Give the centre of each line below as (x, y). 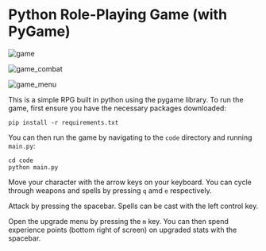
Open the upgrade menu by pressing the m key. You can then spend (118, 221)
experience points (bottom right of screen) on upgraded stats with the (123, 230)
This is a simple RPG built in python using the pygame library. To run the (126, 99)
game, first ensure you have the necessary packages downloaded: (117, 108)
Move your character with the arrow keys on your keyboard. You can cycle (130, 182)
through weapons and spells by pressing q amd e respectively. (110, 190)
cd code (21, 160)
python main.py (33, 167)
